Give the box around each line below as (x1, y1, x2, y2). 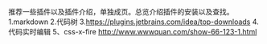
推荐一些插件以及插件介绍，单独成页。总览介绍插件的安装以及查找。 (8, 7, 234, 16)
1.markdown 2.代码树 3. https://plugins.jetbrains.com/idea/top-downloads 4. (8, 17, 259, 26)
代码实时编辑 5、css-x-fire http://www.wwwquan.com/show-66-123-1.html (8, 27, 257, 36)
